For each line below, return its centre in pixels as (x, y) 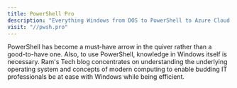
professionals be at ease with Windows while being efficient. (96, 77)
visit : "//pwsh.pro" (38, 27)
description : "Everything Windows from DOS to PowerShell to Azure (109, 20)
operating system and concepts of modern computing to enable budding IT (117, 69)
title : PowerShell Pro (41, 14)
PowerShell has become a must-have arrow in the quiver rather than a (110, 47)
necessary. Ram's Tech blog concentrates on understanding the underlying (117, 62)
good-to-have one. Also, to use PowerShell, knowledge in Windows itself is (117, 54)
